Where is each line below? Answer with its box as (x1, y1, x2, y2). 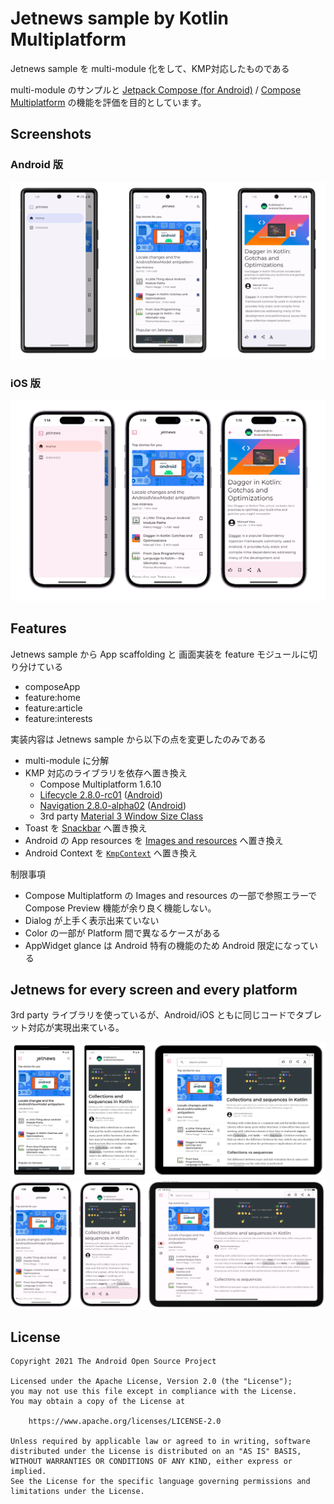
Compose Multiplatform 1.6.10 (39, 778, 162, 790)
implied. (10, 1467, 47, 1477)
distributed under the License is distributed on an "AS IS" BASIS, (10, 1447, 302, 1457)
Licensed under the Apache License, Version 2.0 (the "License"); (10, 1377, 293, 1387)
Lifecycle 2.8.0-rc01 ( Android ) (39, 788, 163, 801)
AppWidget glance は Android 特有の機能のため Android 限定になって (24, 939, 310, 951)
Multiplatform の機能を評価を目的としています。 (10, 96, 207, 108)
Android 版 (10, 158, 63, 172)
